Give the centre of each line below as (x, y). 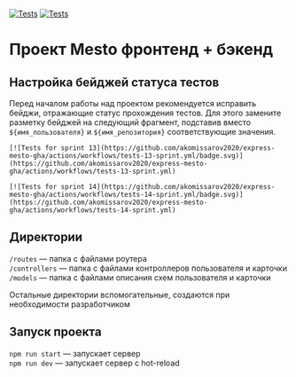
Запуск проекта (55, 332)
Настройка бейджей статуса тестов (114, 82)
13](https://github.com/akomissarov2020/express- (182, 148)
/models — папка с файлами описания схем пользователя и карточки (140, 277)
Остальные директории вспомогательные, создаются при (120, 295)
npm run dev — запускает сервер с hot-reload (94, 363)
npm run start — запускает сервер (75, 353)
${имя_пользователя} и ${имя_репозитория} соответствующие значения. (143, 132)
